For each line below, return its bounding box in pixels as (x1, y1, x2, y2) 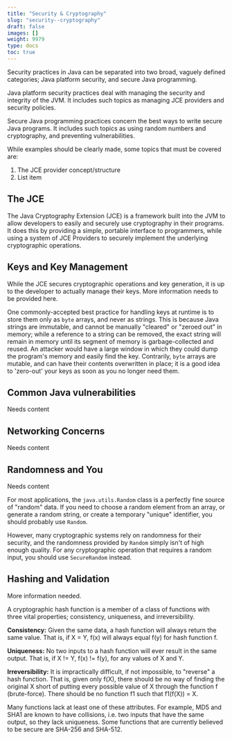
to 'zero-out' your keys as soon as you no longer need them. (7, 367, 180, 375)
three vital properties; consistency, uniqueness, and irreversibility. (7, 612, 195, 620)
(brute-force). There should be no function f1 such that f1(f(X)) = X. (7, 689, 199, 697)
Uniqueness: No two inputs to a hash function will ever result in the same (7, 646, 217, 655)
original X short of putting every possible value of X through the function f (7, 682, 218, 690)
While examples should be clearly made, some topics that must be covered (7, 145, 222, 153)
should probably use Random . (7, 517, 88, 525)
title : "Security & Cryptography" (7, 10, 107, 17)
